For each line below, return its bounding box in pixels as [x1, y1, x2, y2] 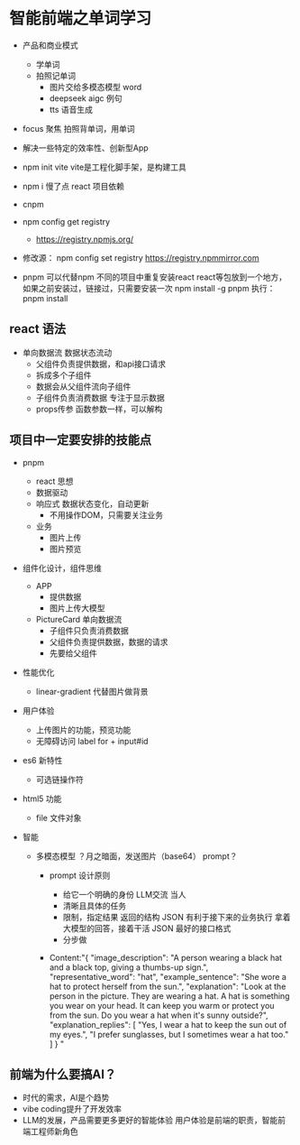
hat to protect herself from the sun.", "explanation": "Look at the [49, 981, 286, 992]
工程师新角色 [30, 1126, 78, 1137]
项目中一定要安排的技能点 [9, 432, 151, 448]
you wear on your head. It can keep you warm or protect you [49, 1000, 275, 1011]
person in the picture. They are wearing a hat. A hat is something [49, 990, 290, 1002]
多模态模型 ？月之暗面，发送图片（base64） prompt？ [35, 850, 238, 862]
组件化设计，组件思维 [22, 562, 102, 573]
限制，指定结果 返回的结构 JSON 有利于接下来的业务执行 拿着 [62, 911, 291, 922]
